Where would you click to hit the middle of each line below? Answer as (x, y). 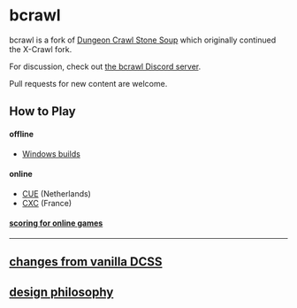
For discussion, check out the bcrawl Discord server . (105, 66)
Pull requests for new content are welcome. (88, 83)
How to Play (43, 112)
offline (21, 134)
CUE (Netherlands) (56, 193)
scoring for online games (56, 223)
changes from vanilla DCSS (86, 262)
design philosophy (61, 292)
